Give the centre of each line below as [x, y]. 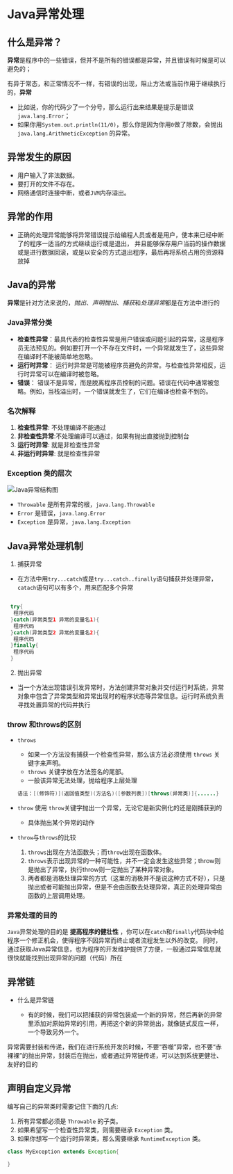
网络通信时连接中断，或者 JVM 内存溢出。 [74, 193]
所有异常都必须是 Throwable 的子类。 [70, 1121]
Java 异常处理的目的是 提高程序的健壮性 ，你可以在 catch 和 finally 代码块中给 [116, 932]
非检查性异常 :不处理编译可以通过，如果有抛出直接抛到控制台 [103, 436]
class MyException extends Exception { [63, 1152]
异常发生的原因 [39, 157]
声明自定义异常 [39, 1088]
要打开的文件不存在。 [48, 184]
